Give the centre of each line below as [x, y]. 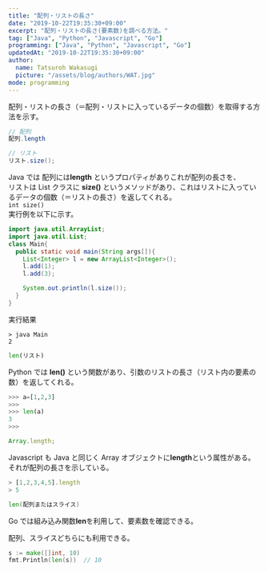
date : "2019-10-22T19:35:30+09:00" [68, 23]
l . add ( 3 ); [39, 274]
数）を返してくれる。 [43, 381]
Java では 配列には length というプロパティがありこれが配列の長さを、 [124, 177]
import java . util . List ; [48, 237]
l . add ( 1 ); [39, 266]
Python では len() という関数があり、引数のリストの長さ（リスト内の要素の [132, 372]
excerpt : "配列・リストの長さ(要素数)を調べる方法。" [88, 30]
